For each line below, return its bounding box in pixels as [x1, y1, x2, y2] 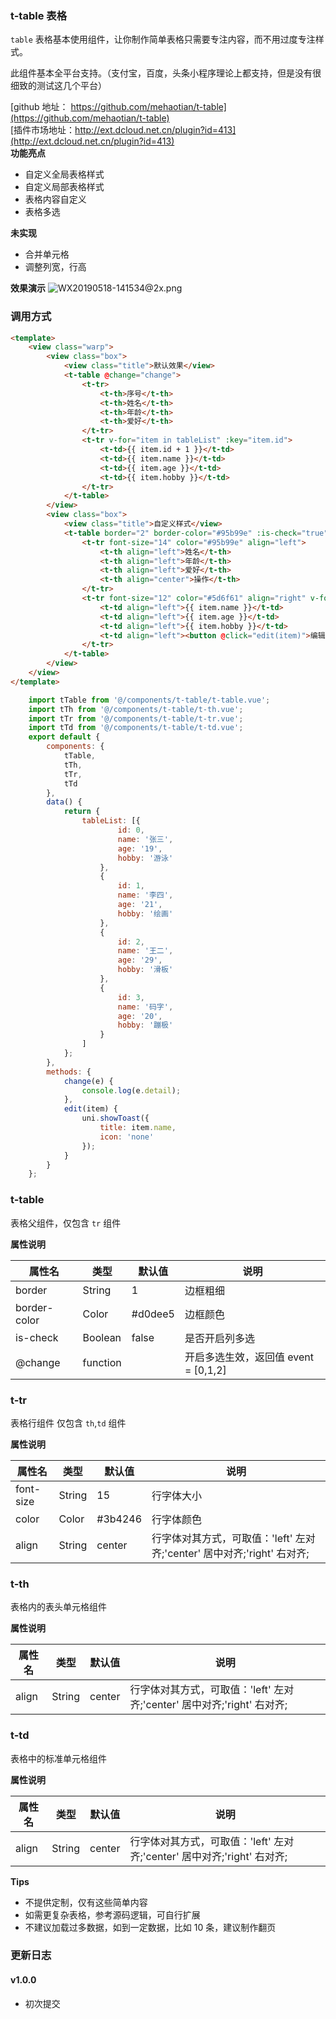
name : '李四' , [117, 890, 174, 901]
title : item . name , [99, 1123, 177, 1133]
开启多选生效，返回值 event [184, 1350, 314, 1364]
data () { [46, 797, 83, 807]
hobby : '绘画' [117, 908, 174, 919]
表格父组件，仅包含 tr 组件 [10, 1217, 122, 1229]
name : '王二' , [117, 946, 174, 956]
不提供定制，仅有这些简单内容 [24, 1896, 148, 1908]
